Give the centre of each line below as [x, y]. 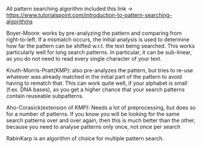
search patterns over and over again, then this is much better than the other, [101, 120]
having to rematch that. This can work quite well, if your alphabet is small [97, 83]
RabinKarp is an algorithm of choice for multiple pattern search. [85, 138]
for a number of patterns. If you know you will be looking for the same [93, 114]
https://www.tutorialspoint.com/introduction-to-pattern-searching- [89, 15]
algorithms [20, 21]
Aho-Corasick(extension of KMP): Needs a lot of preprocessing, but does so [101, 107]
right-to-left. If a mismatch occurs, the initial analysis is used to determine [98, 39]
